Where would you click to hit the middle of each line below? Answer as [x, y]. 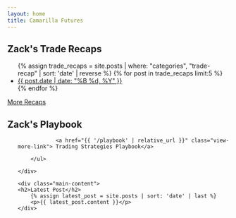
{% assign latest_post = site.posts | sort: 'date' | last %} [124, 196]
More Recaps [27, 102]
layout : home [26, 14]
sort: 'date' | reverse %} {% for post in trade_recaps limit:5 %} [133, 73]
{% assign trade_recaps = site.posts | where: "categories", [103, 66]
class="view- [210, 141]
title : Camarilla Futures [45, 20]
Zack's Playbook [45, 124]
